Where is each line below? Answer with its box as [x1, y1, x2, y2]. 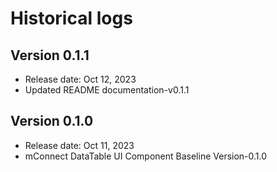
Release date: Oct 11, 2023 [24, 139, 135, 151]
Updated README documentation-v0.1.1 [24, 84, 190, 96]
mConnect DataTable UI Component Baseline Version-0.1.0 [24, 150, 268, 162]
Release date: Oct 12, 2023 [24, 73, 137, 85]
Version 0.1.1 [10, 47, 90, 64]
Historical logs [10, 7, 133, 30]
